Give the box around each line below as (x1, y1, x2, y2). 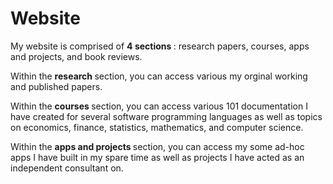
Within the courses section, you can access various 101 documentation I (10, 100, 308, 112)
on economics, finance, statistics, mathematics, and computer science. (10, 121, 304, 133)
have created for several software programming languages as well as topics (10, 110, 323, 122)
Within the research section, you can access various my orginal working (10, 70, 308, 82)
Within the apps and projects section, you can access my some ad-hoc (10, 140, 305, 152)
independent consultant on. (10, 162, 124, 174)
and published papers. (10, 80, 103, 92)
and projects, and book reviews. (10, 50, 143, 62)
